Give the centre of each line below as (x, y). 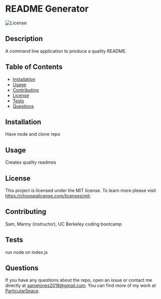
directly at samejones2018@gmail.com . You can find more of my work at (81, 286)
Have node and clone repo (33, 134)
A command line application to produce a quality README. (66, 51)
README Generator (47, 9)
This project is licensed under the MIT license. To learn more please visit (81, 190)
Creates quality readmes (31, 162)
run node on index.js (26, 252)
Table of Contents (34, 67)
